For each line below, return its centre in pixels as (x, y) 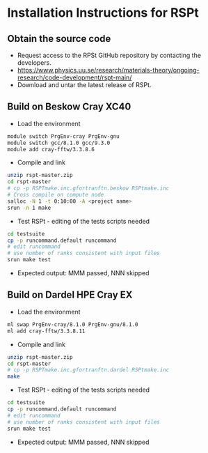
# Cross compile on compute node (56, 195)
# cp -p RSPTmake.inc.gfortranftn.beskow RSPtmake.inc (88, 189)
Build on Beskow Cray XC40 (69, 107)
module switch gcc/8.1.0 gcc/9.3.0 (59, 143)
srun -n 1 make (29, 208)
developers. (34, 63)
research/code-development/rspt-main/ (74, 77)
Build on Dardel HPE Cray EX (70, 295)
